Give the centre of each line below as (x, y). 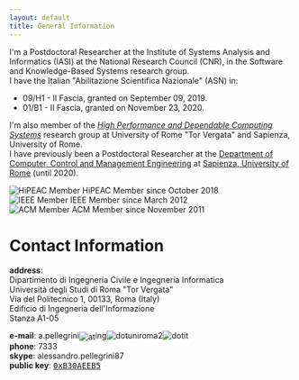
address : (26, 270)
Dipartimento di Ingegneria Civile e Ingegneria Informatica (117, 280)
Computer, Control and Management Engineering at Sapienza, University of (149, 163)
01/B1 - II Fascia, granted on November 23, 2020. (113, 107)
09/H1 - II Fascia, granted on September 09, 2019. (115, 98)
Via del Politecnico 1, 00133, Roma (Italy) (85, 299)
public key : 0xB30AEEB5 (55, 366)
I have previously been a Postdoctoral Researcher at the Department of (141, 153)
